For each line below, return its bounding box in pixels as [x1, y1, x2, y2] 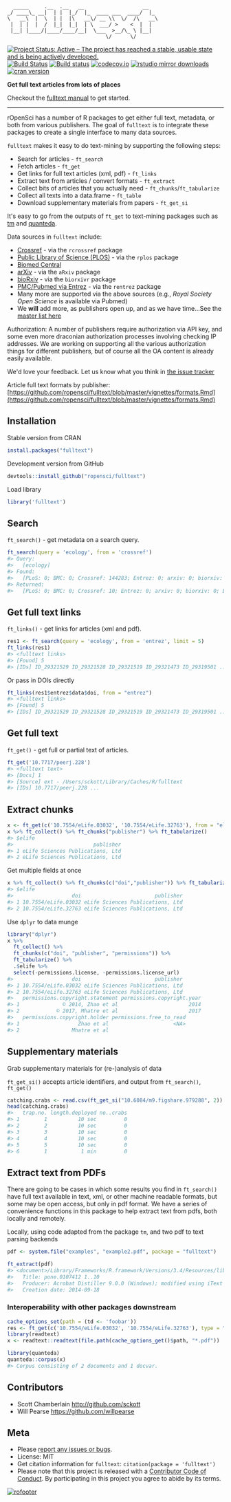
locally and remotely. [7, 1215, 67, 1223]
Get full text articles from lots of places [7, 80, 121, 89]
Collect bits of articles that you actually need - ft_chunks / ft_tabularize [16, 184, 220, 192]
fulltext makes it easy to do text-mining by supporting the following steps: [7, 142, 221, 149]
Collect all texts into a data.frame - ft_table [16, 191, 142, 199]
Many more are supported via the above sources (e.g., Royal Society [16, 290, 212, 298]
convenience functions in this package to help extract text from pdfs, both [7, 1207, 217, 1215]
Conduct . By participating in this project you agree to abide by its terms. [16, 1474, 221, 1483]
